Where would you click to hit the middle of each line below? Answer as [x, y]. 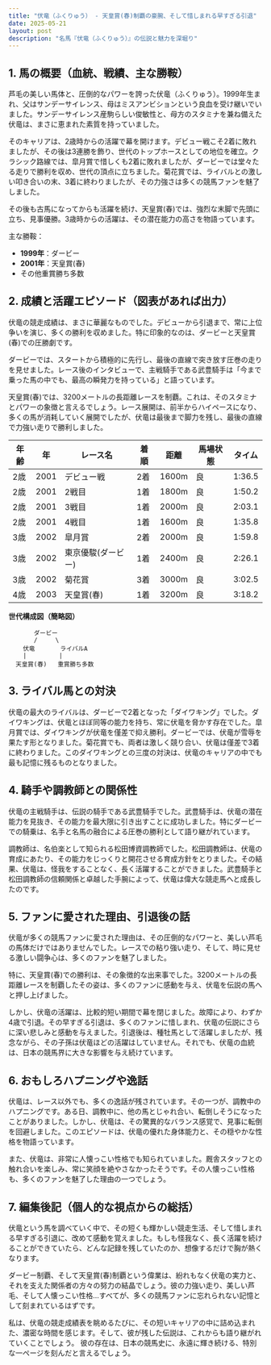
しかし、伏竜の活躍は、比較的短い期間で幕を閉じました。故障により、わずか [135, 1012]
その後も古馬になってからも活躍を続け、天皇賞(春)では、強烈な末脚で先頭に [134, 209]
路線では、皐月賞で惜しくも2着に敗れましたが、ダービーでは [137, 161]
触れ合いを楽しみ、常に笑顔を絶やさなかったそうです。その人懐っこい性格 [132, 1169]
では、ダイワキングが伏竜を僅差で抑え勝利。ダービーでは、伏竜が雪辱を [142, 732]
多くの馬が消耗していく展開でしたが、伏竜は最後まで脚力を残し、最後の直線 [135, 417]
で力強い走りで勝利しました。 [58, 427]
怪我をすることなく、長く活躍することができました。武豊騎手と [156, 869]
